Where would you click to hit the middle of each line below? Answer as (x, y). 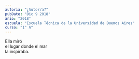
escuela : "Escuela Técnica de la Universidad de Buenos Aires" (70, 23)
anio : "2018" (18, 18)
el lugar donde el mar (26, 46)
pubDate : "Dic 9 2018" (28, 14)
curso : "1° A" (19, 28)
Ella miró (14, 41)
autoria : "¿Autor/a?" (27, 9)
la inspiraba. (17, 52)
